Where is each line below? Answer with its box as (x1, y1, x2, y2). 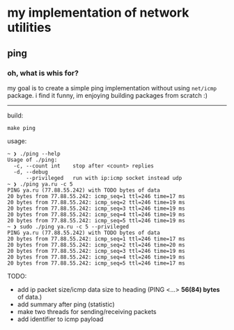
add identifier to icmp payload (17, 315, 104, 323)
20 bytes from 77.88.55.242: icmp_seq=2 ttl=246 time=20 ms (7, 241, 186, 248)
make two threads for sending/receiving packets (17, 307, 157, 315)
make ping (7, 124, 36, 131)
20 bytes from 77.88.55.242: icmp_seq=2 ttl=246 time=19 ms (7, 199, 186, 206)
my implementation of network (7, 5, 189, 21)
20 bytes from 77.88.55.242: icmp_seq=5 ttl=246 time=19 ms (7, 217, 186, 224)
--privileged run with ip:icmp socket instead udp (25, 174, 182, 181)
